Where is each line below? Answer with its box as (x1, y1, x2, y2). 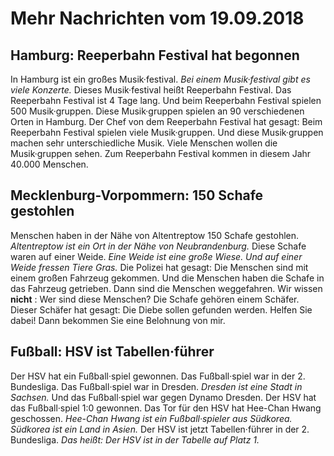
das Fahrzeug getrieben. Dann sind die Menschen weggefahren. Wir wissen (10, 282, 323, 294)
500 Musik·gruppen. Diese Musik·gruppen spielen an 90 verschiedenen (10, 105, 305, 117)
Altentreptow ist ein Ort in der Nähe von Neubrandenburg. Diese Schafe (10, 240, 307, 252)
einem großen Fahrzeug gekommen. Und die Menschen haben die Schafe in (10, 272, 325, 284)
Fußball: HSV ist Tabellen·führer (10, 343, 215, 361)
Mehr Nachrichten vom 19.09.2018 (10, 7, 305, 30)
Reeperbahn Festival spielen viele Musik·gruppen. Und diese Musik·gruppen (10, 127, 324, 138)
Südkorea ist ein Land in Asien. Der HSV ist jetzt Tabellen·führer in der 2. (10, 423, 310, 435)
